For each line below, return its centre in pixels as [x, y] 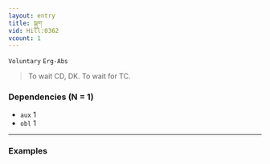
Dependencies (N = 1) [51, 97]
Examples [28, 151]
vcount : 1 [25, 38]
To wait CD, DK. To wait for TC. [79, 76]
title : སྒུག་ [26, 23]
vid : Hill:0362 [34, 30]
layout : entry [32, 16]
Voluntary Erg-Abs [38, 62]
